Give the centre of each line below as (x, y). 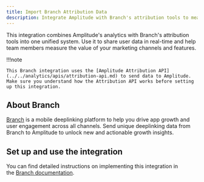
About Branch (33, 105)
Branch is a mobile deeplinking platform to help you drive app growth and (98, 120)
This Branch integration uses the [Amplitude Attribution (81, 70)
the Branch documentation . (40, 173)
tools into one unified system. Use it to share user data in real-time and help (101, 41)
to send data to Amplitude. (156, 76)
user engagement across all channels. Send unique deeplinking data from (99, 126)
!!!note (14, 59)
